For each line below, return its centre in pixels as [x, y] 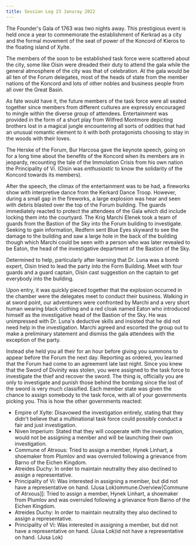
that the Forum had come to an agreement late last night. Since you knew [94, 363]
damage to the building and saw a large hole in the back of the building [92, 236]
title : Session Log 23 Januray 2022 [51, 11]
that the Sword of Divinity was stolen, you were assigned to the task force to [98, 370]
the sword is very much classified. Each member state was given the [89, 389]
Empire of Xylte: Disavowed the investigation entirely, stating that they [99, 412]
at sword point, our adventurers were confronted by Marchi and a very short [98, 302]
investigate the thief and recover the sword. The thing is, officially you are [95, 376]
